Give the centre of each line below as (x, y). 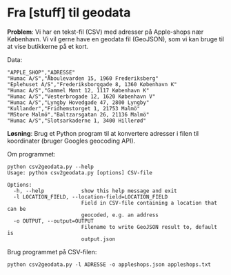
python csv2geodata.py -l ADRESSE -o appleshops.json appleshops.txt (109, 264)
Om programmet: (31, 154)
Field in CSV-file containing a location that (149, 203)
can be (17, 209)
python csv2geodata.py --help (51, 167)
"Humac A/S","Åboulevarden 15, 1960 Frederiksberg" (83, 78)
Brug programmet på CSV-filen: (52, 252)
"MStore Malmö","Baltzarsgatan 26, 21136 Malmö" (78, 114)
